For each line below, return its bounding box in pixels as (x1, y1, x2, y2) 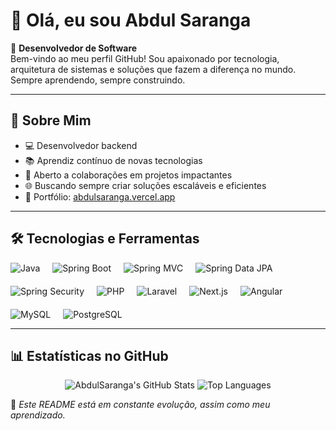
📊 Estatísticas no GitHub (10, 347, 169, 364)
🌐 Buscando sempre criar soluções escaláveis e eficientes (24, 179, 267, 191)
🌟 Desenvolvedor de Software (10, 42, 138, 54)
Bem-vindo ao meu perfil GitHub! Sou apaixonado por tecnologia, (10, 52, 280, 64)
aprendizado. (10, 409, 66, 421)
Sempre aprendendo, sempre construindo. (10, 74, 186, 86)
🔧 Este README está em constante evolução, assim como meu (10, 399, 271, 411)
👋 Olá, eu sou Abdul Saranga (10, 9, 252, 32)
